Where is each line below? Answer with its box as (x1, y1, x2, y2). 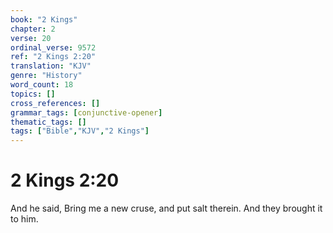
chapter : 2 (10, 24, 56, 34)
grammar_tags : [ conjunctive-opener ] (10, 107, 163, 118)
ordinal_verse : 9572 (10, 42, 97, 53)
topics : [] (10, 89, 56, 99)
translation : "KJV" (10, 61, 92, 71)
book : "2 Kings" (10, 14, 78, 25)
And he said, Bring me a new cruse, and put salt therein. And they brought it (10, 202, 323, 215)
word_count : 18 (10, 80, 74, 90)
